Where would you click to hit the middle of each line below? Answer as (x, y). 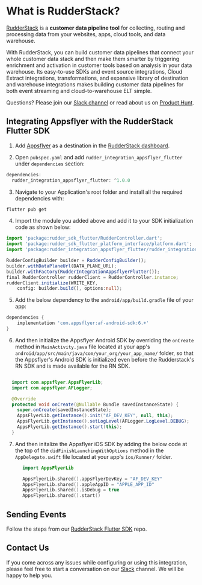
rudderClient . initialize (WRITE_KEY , (52, 283)
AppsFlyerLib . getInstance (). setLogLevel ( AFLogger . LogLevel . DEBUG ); (103, 421)
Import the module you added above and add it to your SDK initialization (104, 221)
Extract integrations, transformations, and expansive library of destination (97, 78)
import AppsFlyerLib (48, 468)
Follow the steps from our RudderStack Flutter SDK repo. (77, 529)
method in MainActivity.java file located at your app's (82, 347)
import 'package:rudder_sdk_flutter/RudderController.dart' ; (84, 238)
